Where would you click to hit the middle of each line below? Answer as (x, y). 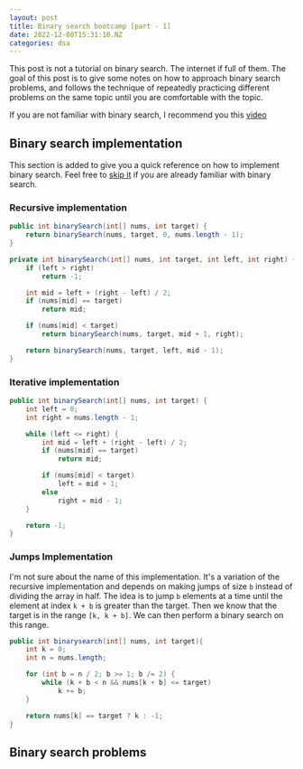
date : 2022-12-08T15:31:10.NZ (66, 34)
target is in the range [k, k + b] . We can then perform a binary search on (147, 614)
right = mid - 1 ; (90, 501)
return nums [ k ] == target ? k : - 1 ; (95, 716)
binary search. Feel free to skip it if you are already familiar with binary (140, 175)
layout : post (34, 18)
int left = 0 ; (52, 409)
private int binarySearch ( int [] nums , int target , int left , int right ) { (153, 259)
